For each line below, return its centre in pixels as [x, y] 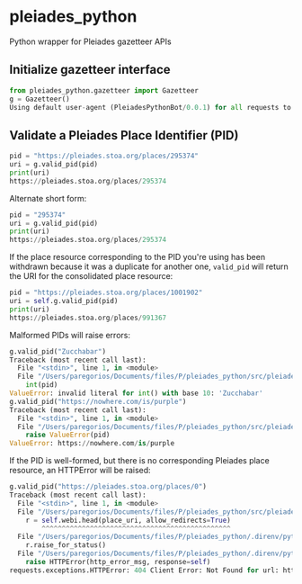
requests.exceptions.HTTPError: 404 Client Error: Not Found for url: [144, 570]
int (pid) [42, 385]
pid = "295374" [38, 215]
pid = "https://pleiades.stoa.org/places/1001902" [106, 293]
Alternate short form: [48, 198]
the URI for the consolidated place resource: [91, 276]
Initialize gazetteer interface [90, 70]
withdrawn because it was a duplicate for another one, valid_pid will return [149, 266]
